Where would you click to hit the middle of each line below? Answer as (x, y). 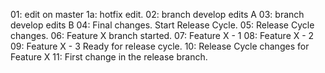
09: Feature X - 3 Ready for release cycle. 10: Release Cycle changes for (160, 46)
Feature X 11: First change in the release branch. (109, 57)
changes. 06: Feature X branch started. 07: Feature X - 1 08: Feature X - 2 (162, 35)
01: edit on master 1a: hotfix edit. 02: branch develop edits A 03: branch (157, 14)
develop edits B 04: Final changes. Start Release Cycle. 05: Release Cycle (162, 25)
